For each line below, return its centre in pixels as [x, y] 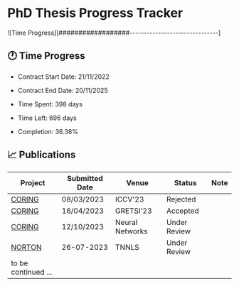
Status [185, 182]
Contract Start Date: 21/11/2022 [64, 77]
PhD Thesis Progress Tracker [95, 13]
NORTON [26, 247]
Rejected [181, 199]
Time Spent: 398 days [50, 104]
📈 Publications [42, 155]
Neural [126, 222]
